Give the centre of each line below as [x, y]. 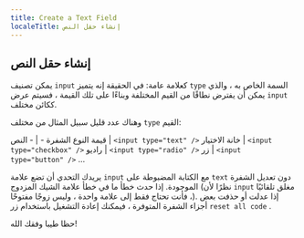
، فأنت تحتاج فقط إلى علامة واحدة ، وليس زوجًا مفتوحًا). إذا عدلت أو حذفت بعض [145, 196]
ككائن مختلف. [34, 105]
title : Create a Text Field [64, 18]
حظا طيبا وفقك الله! [44, 223]
